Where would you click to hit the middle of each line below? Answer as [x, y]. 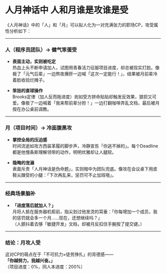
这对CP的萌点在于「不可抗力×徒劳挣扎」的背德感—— [59, 254]
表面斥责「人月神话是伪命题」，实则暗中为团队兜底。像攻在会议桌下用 [83, 168]
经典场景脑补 [21, 194]
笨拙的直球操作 [27, 91]
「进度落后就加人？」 [34, 205]
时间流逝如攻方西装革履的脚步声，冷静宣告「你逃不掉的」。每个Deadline [85, 146]
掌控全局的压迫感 [30, 140]
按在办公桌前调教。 [32, 109]
